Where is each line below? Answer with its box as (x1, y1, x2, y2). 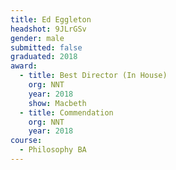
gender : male (10, 33, 65, 43)
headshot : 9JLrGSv (10, 24, 87, 34)
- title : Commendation (19, 107, 114, 118)
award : (10, 61, 38, 71)
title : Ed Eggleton (10, 14, 92, 25)
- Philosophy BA (19, 145, 87, 155)
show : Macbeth (28, 98, 87, 108)
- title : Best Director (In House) (19, 71, 168, 81)
